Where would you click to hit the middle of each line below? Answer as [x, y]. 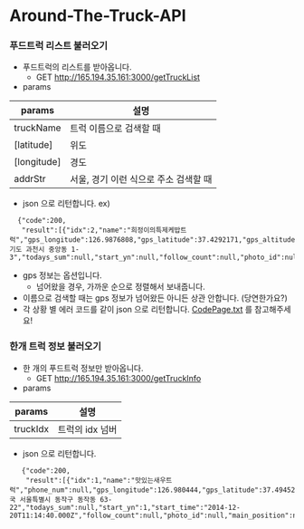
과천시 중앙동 [47, 250]
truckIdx [32, 428]
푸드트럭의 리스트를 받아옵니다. [77, 67]
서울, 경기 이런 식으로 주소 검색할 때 [141, 179]
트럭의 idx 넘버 [87, 429]
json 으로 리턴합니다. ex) [66, 204]
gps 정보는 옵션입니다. [62, 275]
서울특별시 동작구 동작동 [58, 499]
